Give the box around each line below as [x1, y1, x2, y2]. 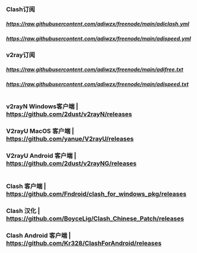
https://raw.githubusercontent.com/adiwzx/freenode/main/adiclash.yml [6, 20, 189, 27]
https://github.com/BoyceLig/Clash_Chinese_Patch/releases [6, 215, 184, 223]
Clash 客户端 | [6, 182, 46, 191]
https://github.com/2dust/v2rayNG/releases [6, 159, 137, 168]
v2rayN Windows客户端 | [6, 102, 78, 111]
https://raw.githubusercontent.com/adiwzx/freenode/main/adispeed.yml [6, 35, 191, 42]
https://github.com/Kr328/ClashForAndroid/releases [6, 239, 162, 248]
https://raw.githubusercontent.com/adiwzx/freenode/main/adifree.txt [6, 66, 183, 73]
